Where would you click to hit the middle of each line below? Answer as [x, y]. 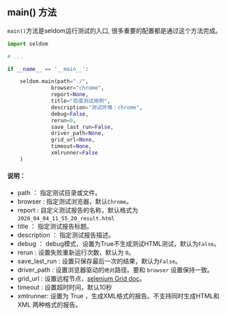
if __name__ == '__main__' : [48, 69]
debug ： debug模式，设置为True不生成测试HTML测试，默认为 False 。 [119, 244]
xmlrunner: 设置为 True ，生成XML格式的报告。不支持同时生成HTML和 [118, 296]
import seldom [28, 44]
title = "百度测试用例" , [81, 101]
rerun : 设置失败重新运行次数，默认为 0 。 [76, 252]
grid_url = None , [73, 140]
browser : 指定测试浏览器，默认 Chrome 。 [75, 201]
